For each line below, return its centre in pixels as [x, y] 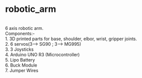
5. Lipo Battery [20, 60]
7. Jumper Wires [22, 70]
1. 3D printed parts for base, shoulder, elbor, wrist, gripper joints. [71, 39]
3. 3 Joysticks [19, 49]
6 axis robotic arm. [24, 28]
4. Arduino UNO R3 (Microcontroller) [42, 54]
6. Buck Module [21, 65]
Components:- [20, 33]
